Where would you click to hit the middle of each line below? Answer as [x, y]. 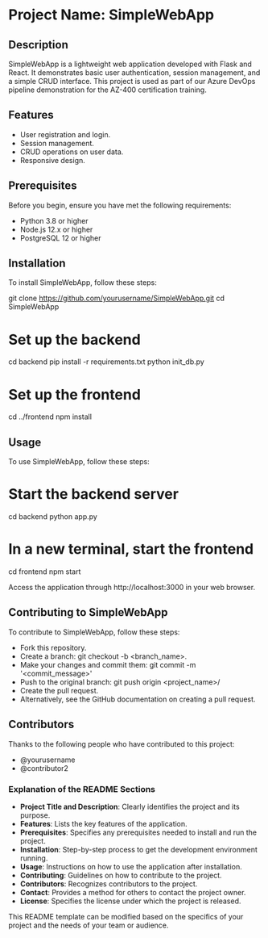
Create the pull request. [59, 690]
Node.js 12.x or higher [56, 229]
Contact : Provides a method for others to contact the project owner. [133, 892]
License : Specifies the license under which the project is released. [130, 901]
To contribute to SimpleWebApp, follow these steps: [94, 632]
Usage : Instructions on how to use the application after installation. [131, 866]
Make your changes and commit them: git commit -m [108, 664]
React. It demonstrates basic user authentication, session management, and [134, 73]
